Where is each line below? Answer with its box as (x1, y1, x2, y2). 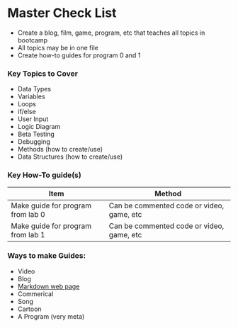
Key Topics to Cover (7, 69, 78, 79)
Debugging (17, 137, 51, 146)
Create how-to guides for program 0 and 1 (17, 51, 141, 60)
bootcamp (17, 35, 48, 44)
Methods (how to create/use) (17, 145, 103, 154)
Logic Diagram (17, 123, 61, 131)
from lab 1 (11, 230, 45, 239)
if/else (17, 108, 37, 116)
